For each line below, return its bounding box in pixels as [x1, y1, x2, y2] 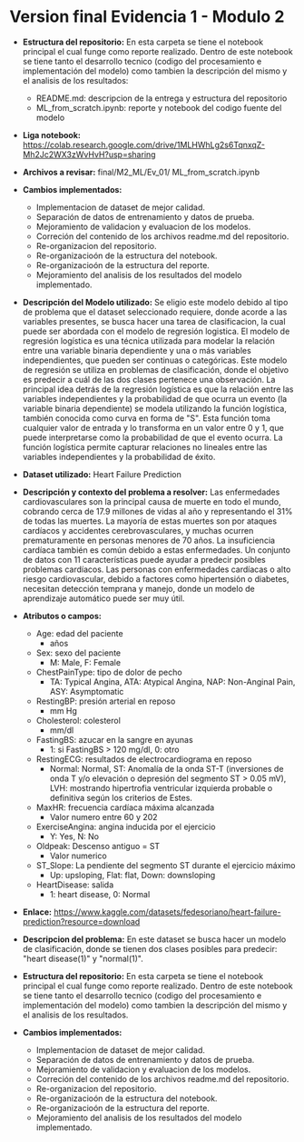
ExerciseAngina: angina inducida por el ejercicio [35, 821, 216, 832]
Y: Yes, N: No [49, 830, 100, 842]
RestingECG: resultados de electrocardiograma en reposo [35, 753, 252, 765]
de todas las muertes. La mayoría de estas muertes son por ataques [22, 516, 278, 526]
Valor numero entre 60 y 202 [49, 811, 158, 822]
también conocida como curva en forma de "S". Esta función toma [22, 412, 270, 424]
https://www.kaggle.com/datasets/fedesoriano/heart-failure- [54, 907, 281, 917]
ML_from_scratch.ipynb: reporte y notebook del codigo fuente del [35, 102, 282, 113]
